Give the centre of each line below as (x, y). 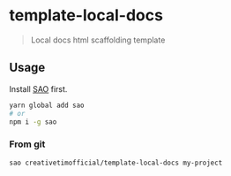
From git (27, 144)
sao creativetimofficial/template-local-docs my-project (116, 163)
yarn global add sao (47, 105)
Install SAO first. (38, 88)
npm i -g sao (33, 122)
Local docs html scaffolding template (98, 40)
